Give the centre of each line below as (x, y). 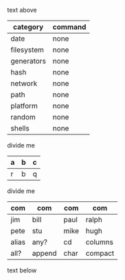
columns (99, 242)
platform (24, 106)
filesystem (27, 50)
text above (22, 10)
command (69, 27)
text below (22, 270)
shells (20, 128)
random (23, 117)
